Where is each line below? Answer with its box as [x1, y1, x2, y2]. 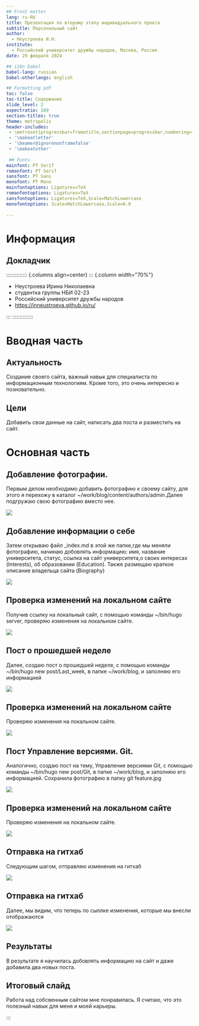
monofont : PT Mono [6, 179, 52, 185]
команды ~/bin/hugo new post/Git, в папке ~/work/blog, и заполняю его [6, 769, 186, 776]
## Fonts [8, 157, 31, 163]
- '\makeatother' [8, 146, 52, 152]
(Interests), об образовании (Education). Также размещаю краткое [6, 561, 174, 568]
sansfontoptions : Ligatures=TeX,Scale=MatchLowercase [6, 195, 142, 202]
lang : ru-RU [6, 14, 36, 20]
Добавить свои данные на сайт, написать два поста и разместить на [6, 419, 181, 426]
